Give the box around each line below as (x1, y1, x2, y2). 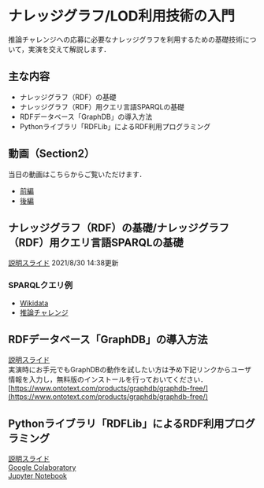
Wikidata (19, 298, 49, 308)
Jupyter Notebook (8, 471, 68, 481)
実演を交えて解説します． (28, 44, 111, 54)
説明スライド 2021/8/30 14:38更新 (8, 258, 119, 268)
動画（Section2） (8, 147, 95, 161)
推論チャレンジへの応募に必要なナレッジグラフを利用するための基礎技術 (8, 35, 243, 44)
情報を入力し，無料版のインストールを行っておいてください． (8, 375, 207, 384)
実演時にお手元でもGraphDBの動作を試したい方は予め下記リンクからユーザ (8, 365, 252, 375)
